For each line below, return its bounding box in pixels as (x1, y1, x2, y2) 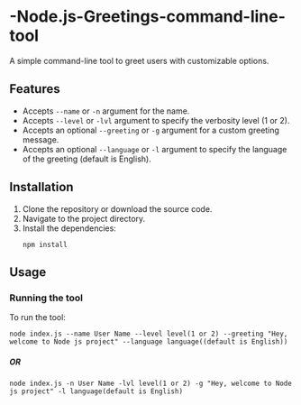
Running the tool (9, 291, 84, 304)
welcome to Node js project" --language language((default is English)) (9, 337, 288, 346)
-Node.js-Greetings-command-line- (9, 6, 287, 27)
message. (22, 133, 59, 145)
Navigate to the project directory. (22, 213, 146, 224)
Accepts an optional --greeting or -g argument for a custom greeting (22, 124, 279, 135)
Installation (9, 179, 74, 195)
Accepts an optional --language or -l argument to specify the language (22, 143, 287, 154)
